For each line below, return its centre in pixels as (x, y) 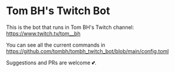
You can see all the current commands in (56, 45)
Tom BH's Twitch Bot (58, 11)
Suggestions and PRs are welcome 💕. (51, 63)
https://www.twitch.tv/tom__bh (43, 33)
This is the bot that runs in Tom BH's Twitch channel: (70, 27)
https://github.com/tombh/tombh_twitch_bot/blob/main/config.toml (87, 51)
